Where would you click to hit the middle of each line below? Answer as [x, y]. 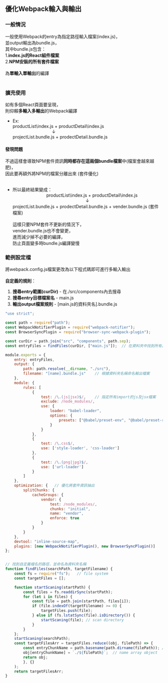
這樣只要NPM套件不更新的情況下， [48, 224]
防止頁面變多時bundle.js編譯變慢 [46, 243]
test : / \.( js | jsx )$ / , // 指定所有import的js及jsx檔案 [98, 397]
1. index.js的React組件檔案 [32, 55]
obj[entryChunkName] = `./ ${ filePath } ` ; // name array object [90, 653]
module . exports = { [25, 355]
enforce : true [64, 518]
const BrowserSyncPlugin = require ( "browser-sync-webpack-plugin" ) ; [78, 332]
